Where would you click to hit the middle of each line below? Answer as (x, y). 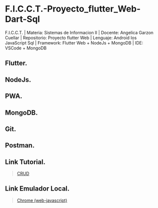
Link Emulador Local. (37, 189)
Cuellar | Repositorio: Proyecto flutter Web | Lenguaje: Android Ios (71, 38)
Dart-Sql (23, 19)
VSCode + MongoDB (26, 48)
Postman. (20, 145)
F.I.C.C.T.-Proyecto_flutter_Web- (73, 9)
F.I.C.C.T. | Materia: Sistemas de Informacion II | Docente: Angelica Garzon (79, 32)
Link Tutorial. (25, 162)
